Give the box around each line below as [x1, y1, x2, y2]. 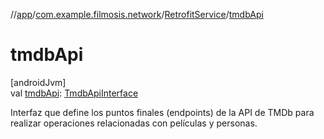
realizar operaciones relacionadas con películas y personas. [10, 117, 258, 129]
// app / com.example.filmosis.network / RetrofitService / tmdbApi [10, 9, 264, 20]
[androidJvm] [10, 76, 67, 88]
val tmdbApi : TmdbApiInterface [10, 87, 139, 99]
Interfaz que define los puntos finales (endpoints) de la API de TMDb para [10, 106, 315, 118]
